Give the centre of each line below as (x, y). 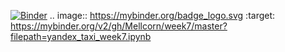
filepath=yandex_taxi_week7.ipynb (81, 36)
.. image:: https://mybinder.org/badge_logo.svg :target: (162, 15)
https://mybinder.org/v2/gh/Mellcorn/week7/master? (119, 26)
